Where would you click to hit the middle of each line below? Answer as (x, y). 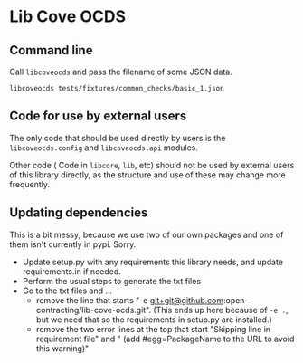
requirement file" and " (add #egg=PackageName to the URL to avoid (165, 339)
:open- (236, 300)
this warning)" (62, 348)
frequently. (29, 184)
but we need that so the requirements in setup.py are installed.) (154, 320)
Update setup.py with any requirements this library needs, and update (152, 262)
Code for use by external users (98, 116)
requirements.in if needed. (72, 271)
